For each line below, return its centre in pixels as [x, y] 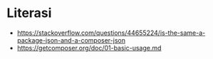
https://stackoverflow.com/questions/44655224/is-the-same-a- [111, 33]
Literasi [29, 13]
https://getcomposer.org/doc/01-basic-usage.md [89, 48]
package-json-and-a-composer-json [71, 40]
